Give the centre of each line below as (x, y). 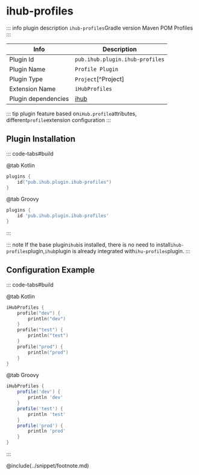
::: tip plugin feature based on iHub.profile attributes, (71, 114)
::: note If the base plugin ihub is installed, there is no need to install (88, 245)
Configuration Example (51, 270)
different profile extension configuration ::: (59, 120)
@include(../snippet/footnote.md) (48, 466)
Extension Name (33, 89)
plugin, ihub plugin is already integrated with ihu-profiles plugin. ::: (109, 251)
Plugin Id (22, 59)
